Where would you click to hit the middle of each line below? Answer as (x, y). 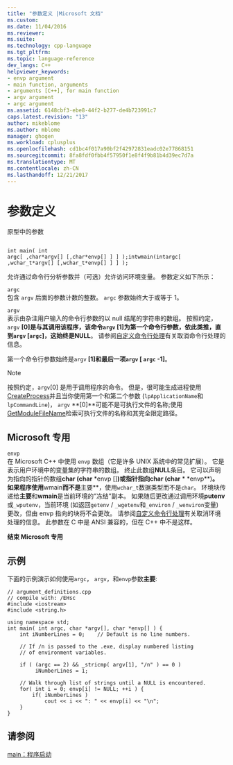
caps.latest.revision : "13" (48, 117)
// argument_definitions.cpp (49, 592)
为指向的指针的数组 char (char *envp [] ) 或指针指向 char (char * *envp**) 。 (113, 479)
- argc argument (31, 104)
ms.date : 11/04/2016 (37, 26)
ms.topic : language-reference (51, 59)
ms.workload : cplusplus (42, 143)
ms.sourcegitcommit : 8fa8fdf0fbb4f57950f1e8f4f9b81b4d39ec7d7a (101, 156)
